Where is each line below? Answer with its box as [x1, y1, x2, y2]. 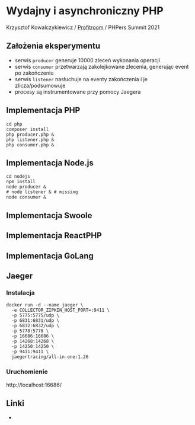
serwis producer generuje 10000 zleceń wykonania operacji [14, 56, 160, 63]
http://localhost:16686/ [6, 381, 62, 388]
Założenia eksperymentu [6, 41, 101, 51]
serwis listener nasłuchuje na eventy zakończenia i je [14, 75, 148, 82]
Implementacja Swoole [6, 210, 92, 221]
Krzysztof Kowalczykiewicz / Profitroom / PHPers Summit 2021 [6, 24, 160, 31]
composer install [6, 126, 49, 132]
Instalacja [6, 289, 35, 297]
